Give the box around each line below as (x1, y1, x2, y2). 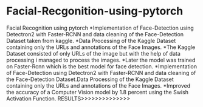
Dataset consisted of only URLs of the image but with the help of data (6, 50, 181, 57)
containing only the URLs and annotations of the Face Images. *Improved (6, 82, 190, 89)
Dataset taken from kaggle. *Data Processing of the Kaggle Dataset (6, 37, 176, 44)
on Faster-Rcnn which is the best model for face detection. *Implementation (6, 62, 198, 70)
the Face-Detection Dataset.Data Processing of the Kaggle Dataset (6, 76, 174, 83)
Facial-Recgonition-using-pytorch (6, 4, 184, 18)
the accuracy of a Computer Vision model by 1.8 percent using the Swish (6, 88, 188, 96)
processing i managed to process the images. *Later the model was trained (6, 56, 196, 63)
